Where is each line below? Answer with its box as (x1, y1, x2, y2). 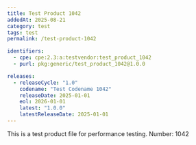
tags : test (7, 29, 38, 36)
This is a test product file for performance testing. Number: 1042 (7, 129, 190, 137)
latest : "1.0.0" (19, 105, 66, 111)
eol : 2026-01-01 (19, 98, 66, 105)
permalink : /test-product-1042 (7, 36, 97, 42)
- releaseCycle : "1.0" (13, 79, 78, 86)
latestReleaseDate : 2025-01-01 (19, 111, 109, 118)
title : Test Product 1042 (7, 10, 81, 17)
